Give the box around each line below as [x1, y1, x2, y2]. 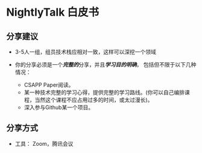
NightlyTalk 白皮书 [6, 5, 99, 19]
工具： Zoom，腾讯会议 [14, 140, 74, 147]
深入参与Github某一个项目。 [24, 104, 94, 111]
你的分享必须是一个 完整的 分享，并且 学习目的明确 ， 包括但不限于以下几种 [14, 61, 197, 68]
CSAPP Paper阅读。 [24, 82, 74, 88]
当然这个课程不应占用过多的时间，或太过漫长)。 [34, 97, 153, 103]
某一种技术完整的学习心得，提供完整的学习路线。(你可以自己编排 [24, 89, 185, 96]
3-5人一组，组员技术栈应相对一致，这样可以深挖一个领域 [14, 49, 157, 55]
